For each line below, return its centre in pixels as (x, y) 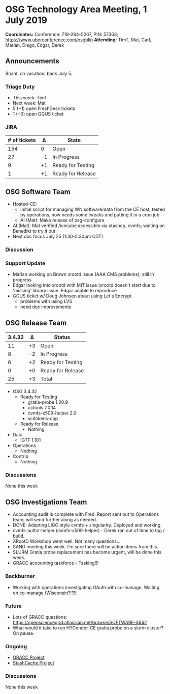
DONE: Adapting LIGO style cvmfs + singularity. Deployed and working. (87, 525)
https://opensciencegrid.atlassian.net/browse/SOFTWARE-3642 (80, 622)
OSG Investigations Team (46, 502)
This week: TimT (30, 98)
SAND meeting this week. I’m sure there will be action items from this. (86, 547)
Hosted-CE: (25, 204)
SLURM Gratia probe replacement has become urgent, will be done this (87, 552)
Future (13, 606)
